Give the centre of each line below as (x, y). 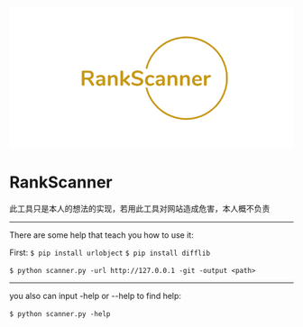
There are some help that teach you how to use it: (101, 235)
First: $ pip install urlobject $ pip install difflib (110, 252)
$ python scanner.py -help (60, 313)
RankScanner (61, 182)
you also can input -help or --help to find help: (96, 295)
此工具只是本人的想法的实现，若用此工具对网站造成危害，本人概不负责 (140, 208)
